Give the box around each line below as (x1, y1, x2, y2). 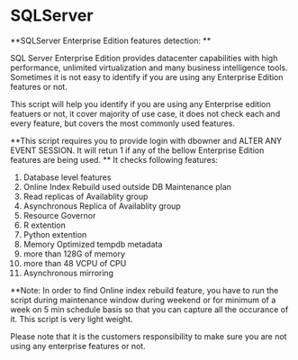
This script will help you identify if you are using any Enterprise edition (10, 98, 271, 109)
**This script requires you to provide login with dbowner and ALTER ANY (10, 135, 283, 146)
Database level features (23, 172, 112, 183)
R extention (23, 220, 67, 230)
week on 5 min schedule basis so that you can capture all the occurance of (10, 303, 289, 315)
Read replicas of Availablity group (23, 191, 149, 202)
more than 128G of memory (23, 248, 125, 259)
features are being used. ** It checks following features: (10, 154, 219, 165)
